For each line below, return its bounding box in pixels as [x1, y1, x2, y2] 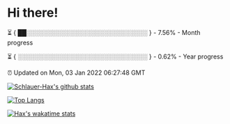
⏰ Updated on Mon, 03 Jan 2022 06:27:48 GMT [7, 68, 146, 77]
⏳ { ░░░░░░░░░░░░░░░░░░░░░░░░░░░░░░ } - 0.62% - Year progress [7, 52, 224, 61]
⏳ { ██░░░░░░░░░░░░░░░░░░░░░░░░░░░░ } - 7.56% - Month [7, 28, 201, 36]
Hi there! [7, 5, 59, 21]
